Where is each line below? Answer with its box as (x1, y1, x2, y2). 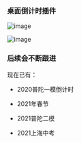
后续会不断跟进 (7, 53, 56, 63)
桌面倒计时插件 (7, 5, 56, 15)
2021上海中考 (16, 129, 55, 137)
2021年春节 (16, 99, 49, 107)
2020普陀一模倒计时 (16, 85, 74, 93)
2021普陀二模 (16, 114, 55, 122)
